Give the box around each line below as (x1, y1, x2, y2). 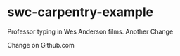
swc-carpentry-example (7, 4, 154, 20)
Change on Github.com (7, 41, 75, 49)
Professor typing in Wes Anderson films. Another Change (7, 27, 174, 36)
